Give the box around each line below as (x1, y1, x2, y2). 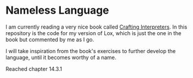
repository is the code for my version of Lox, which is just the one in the (5, 29, 182, 36)
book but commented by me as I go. (5, 36, 95, 43)
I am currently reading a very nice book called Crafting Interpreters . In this (5, 23, 188, 30)
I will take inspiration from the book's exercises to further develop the (5, 47, 176, 54)
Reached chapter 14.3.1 (5, 65, 63, 72)
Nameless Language (5, 4, 110, 17)
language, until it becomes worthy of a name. (5, 54, 117, 61)
